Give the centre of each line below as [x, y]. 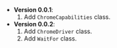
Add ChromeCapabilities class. [67, 17]
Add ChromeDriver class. [58, 31]
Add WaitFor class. [50, 39]
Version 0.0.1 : [33, 10]
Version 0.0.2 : [34, 24]
